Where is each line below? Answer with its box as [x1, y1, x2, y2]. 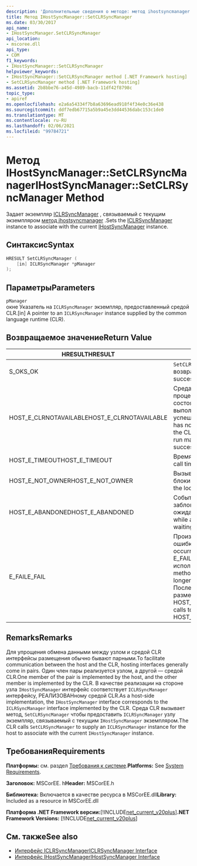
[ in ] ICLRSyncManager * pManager [16, 261, 96, 267]
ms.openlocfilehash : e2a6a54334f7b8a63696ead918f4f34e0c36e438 [6, 101, 164, 107]
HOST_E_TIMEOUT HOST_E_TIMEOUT [9, 456, 113, 464]
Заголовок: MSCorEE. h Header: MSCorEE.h [6, 779, 114, 786]
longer [173, 576, 192, 584]
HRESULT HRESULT [61, 350, 116, 358]
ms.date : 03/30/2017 [6, 19, 57, 25]
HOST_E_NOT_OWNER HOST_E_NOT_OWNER [9, 476, 133, 484]
